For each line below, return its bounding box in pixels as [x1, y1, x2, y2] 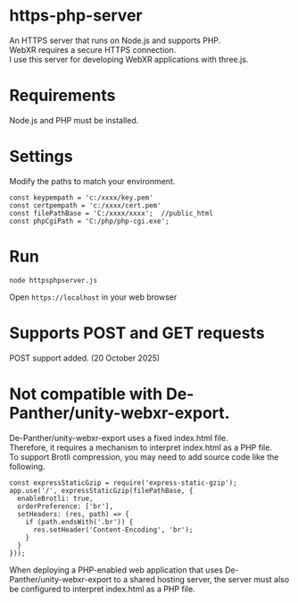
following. [9, 461, 46, 471]
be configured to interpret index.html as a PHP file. [9, 583, 195, 594]
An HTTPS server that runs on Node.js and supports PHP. [9, 35, 221, 46]
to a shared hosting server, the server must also [113, 573, 290, 584]
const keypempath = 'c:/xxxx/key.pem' [9, 193, 153, 202]
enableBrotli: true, [17, 494, 94, 503]
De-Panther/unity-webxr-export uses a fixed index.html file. [9, 432, 228, 443]
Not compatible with [9, 384, 163, 403]
